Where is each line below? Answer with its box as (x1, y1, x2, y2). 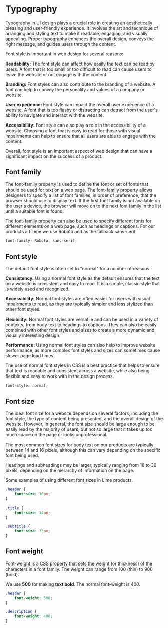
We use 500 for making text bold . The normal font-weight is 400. (5, 581, 141, 587)
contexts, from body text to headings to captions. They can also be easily (5, 322, 157, 328)
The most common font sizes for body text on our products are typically (5, 442, 154, 448)
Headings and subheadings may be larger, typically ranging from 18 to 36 (5, 462, 157, 468)
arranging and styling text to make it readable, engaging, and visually (5, 30, 148, 36)
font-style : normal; (5, 383, 49, 388)
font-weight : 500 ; (14, 595, 53, 600)
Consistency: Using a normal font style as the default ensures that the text (5, 275, 160, 281)
